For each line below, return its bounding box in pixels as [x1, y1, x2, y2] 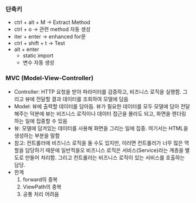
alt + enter [13, 46, 39, 53]
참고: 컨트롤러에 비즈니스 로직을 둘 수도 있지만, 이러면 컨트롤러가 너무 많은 [13, 139, 183, 146]
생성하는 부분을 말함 [13, 132, 60, 139]
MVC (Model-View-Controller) [5, 74, 94, 82]
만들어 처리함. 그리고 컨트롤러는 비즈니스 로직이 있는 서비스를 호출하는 [25, 154, 185, 161]
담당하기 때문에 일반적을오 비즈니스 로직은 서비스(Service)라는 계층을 [25, 146, 184, 153]
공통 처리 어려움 [22, 190, 59, 197]
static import [22, 52, 54, 59]
